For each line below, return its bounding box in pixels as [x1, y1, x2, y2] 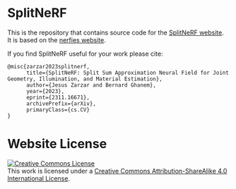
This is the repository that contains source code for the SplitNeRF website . [7, 28, 225, 37]
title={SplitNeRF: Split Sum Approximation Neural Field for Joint [25, 69, 230, 76]
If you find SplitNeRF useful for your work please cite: [7, 49, 164, 58]
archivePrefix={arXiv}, [25, 100, 97, 107]
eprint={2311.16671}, [25, 94, 90, 101]
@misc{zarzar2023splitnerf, [7, 63, 90, 70]
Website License [7, 136, 107, 152]
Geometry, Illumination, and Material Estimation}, [7, 75, 163, 83]
